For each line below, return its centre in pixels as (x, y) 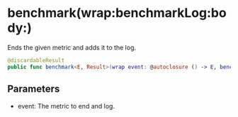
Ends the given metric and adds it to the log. (72, 47)
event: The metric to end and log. (66, 106)
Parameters (34, 89)
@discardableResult (36, 60)
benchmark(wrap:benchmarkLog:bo (117, 13)
